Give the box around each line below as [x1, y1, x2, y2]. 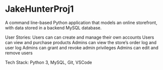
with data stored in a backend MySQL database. [5, 24, 102, 30]
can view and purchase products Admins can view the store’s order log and [5, 39, 157, 45]
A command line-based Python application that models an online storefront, [5, 20, 158, 25]
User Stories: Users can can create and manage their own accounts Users [5, 34, 155, 40]
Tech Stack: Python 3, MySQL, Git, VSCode [5, 59, 92, 65]
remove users [5, 50, 33, 56]
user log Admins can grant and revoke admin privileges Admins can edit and [5, 45, 159, 50]
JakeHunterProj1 [5, 3, 74, 15]
